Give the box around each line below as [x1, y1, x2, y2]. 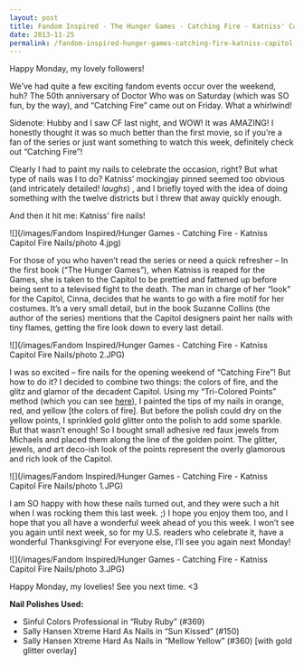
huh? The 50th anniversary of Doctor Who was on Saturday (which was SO [9, 90, 290, 101]
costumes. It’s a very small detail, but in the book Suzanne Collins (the [9, 303, 271, 314]
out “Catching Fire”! [9, 147, 83, 157]
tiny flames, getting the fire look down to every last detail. [9, 322, 223, 333]
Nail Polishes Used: [9, 599, 84, 610]
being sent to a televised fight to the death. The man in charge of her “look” [9, 284, 291, 295]
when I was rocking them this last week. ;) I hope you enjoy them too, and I [9, 508, 288, 518]
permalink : [9, 38, 51, 48]
